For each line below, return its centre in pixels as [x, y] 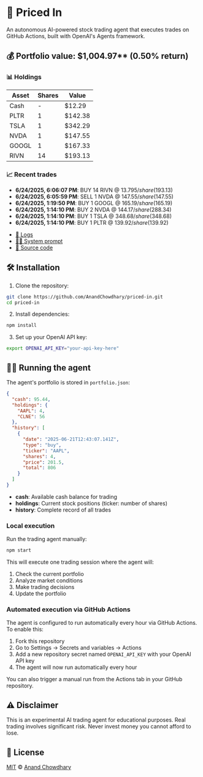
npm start [19, 550]
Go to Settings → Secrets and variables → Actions [79, 648]
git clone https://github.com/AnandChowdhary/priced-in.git [85, 297]
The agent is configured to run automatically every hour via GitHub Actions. [102, 623]
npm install [21, 326]
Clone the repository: [42, 286]
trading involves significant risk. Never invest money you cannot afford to [99, 727]
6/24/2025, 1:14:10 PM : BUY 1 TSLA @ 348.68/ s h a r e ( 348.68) [94, 216]
